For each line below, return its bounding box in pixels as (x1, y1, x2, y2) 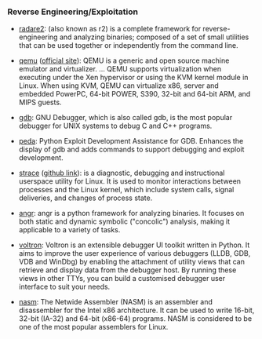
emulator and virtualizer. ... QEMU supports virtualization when (18, 64, 221, 74)
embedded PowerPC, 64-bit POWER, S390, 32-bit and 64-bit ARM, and (18, 89, 251, 99)
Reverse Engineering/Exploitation (7, 6, 139, 17)
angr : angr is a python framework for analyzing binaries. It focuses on (18, 209, 245, 218)
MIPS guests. (18, 97, 62, 108)
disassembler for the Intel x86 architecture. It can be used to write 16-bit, (18, 305, 255, 315)
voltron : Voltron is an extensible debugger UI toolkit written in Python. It (18, 240, 250, 250)
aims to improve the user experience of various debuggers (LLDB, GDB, (18, 249, 251, 258)
